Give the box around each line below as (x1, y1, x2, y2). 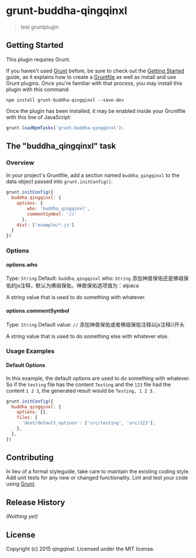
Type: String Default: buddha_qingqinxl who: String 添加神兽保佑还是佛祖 (6, 275, 184, 282)
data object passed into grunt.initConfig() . (6, 178, 113, 185)
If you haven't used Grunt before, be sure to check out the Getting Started (6, 67, 184, 74)
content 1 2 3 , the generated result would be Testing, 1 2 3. (6, 387, 156, 394)
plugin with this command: (6, 86, 70, 93)
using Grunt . (6, 480, 36, 487)
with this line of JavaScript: (6, 113, 72, 120)
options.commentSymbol (6, 307, 70, 314)
